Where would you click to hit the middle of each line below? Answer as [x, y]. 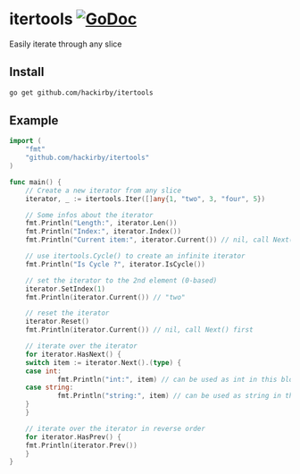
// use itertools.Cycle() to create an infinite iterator [135, 256]
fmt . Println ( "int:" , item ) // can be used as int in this [167, 379]
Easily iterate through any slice [66, 44]
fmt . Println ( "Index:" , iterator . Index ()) [103, 232]
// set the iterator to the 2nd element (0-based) [121, 280]
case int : [44, 371]
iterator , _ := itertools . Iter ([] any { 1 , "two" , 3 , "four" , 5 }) [146, 199]
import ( [25, 141]
